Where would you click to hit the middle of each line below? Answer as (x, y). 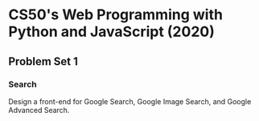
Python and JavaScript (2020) (111, 32)
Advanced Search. (39, 110)
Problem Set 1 (43, 61)
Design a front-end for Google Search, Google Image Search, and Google (130, 101)
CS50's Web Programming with (116, 15)
